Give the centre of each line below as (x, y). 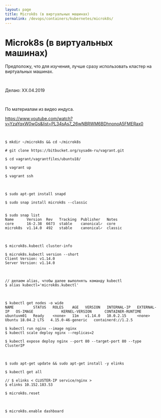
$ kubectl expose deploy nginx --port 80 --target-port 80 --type (73, 341)
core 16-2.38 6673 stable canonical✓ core (60, 224)
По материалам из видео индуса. (39, 109)
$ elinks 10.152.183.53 (29, 385)
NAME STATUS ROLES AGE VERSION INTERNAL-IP (68, 307)
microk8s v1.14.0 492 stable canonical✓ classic (64, 228)
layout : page (18, 9)
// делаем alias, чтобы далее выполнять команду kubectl (64, 281)
